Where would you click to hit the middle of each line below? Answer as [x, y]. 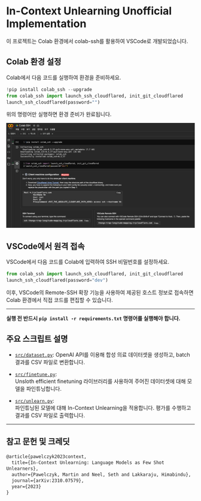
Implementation [46, 24]
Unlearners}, [22, 469]
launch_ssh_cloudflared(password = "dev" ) [57, 280]
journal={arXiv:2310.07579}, [48, 481]
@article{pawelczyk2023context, [46, 457]
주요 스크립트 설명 [37, 339]
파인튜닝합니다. [44, 388]
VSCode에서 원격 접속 [45, 246]
